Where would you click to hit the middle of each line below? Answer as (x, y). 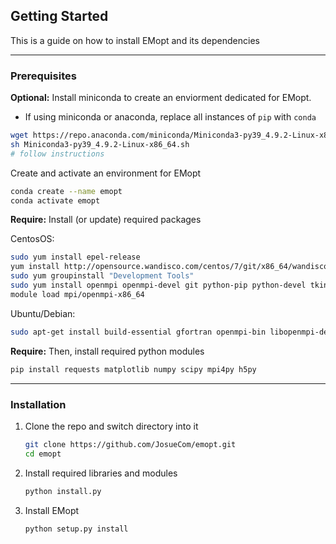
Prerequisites (43, 76)
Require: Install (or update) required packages (106, 220)
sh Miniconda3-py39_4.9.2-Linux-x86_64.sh (100, 144)
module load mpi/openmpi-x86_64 (77, 294)
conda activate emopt (55, 200)
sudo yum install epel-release (75, 257)
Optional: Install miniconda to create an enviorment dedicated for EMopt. (161, 98)
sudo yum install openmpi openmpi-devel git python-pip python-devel (158, 285)
